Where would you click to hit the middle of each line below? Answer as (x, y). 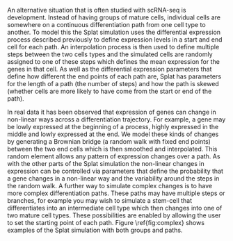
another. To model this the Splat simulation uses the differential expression (114, 32)
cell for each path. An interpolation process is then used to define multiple (113, 47)
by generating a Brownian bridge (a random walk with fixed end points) (109, 141)
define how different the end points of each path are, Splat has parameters (114, 76)
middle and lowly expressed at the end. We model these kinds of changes (113, 134)
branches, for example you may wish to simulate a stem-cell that (100, 200)
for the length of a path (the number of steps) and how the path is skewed (113, 84)
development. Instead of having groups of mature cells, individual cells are (114, 17)
